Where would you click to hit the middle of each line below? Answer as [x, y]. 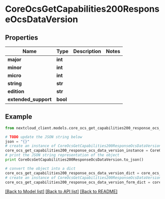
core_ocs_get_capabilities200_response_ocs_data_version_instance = [77, 150]
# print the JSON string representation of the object [62, 155]
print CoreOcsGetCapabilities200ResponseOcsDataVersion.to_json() [74, 160]
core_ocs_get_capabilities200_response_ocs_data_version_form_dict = [78, 182]
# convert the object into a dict [41, 168]
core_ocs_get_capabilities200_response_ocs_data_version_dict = [72, 173]
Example [19, 117]
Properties [22, 37]
